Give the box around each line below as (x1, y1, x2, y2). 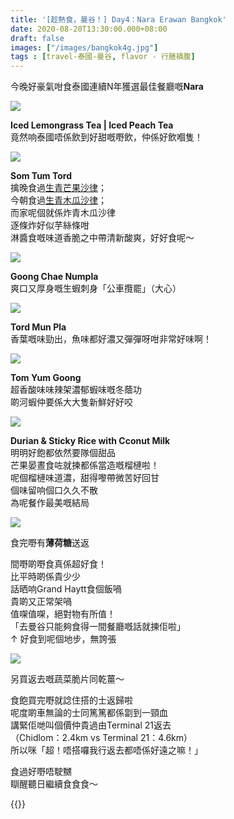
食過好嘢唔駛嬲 (10, 766, 72, 778)
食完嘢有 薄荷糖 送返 (10, 537, 90, 549)
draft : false (10, 33, 65, 43)
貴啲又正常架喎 (10, 596, 72, 608)
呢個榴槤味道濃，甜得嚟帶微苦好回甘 (10, 472, 160, 484)
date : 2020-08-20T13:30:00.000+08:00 (10, 24, 168, 34)
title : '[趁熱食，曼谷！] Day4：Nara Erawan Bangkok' (10, 14, 227, 25)
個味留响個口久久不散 (10, 484, 98, 496)
